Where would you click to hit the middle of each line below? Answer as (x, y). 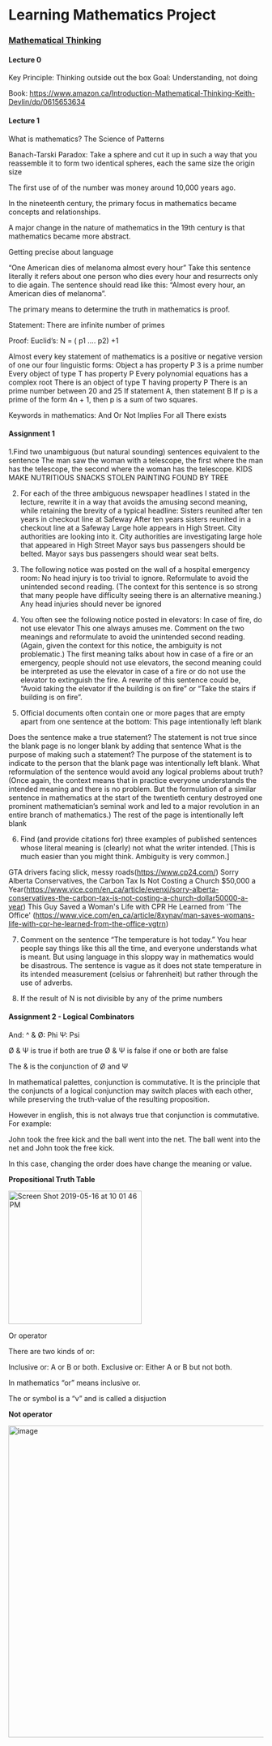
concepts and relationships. (55, 212)
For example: (30, 1123)
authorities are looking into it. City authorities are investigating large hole (141, 536)
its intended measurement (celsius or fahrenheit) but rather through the (139, 974)
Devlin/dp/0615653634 (47, 102)
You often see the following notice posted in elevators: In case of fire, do (141, 619)
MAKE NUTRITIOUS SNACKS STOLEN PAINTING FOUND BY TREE (119, 477)
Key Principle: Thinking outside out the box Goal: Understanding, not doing (133, 78)
